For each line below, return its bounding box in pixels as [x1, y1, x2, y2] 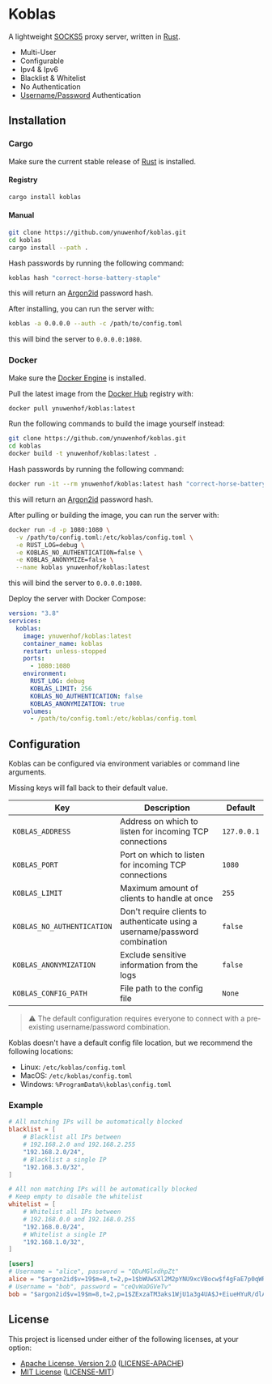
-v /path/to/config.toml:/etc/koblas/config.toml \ [15, 533, 194, 541]
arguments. [8, 767, 47, 777]
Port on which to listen [120, 849, 205, 860]
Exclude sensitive [120, 949, 186, 961]
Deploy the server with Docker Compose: [8, 594, 147, 604]
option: [8, 1343, 32, 1352]
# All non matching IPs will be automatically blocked [8, 1185, 198, 1194]
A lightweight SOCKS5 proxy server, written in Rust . [8, 32, 181, 41]
